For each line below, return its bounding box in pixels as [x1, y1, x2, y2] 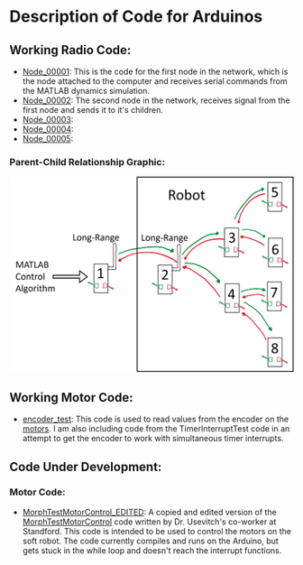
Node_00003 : [22, 115, 74, 125]
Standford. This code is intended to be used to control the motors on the [22, 525, 291, 536]
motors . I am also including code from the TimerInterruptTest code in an [22, 423, 290, 434]
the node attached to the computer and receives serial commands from [22, 76, 288, 87]
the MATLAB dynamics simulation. [22, 86, 151, 96]
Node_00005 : [22, 134, 74, 144]
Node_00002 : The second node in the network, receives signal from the [22, 95, 290, 106]
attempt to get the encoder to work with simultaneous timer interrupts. [22, 433, 284, 444]
